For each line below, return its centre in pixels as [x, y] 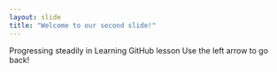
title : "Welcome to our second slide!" [83, 25]
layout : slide [35, 17]
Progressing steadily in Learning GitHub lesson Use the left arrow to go [138, 50]
